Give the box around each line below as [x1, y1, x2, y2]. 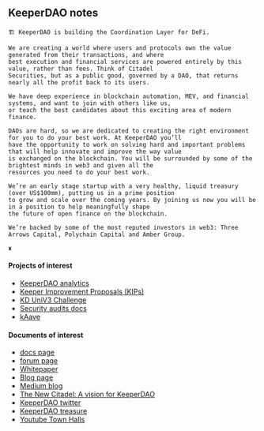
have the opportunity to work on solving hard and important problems [8, 141, 246, 148]
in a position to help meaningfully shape [8, 203, 150, 211]
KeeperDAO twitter [19, 398, 81, 407]
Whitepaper [19, 365, 58, 374]
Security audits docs [19, 304, 87, 313]
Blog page [19, 373, 54, 382]
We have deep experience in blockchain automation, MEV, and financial [8, 92, 249, 100]
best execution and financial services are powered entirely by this [8, 58, 243, 66]
